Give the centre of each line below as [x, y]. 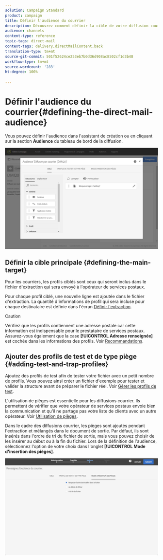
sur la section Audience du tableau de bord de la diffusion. [64, 141]
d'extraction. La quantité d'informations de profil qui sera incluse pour [75, 301]
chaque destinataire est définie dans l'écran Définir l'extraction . [68, 307]
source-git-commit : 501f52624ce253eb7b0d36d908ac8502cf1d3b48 [69, 56]
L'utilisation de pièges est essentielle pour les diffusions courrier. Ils [73, 401]
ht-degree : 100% [21, 72]
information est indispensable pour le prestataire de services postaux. [75, 331]
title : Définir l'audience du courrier [45, 20]
